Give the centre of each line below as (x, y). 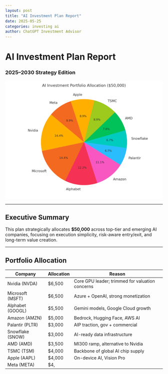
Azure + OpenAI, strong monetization (112, 296)
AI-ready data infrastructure (103, 334)
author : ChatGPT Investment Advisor (43, 32)
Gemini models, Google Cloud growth (112, 308)
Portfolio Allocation (36, 260)
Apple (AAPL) (21, 358)
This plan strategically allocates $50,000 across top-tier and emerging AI (81, 229)
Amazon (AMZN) (25, 318)
